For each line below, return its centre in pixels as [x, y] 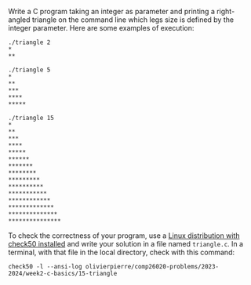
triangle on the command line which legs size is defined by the [133, 20]
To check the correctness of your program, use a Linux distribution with [124, 236]
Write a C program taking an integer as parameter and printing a [112, 11]
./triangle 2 [29, 42]
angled [19, 20]
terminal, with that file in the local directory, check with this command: [122, 252]
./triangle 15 [31, 118]
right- [226, 11]
